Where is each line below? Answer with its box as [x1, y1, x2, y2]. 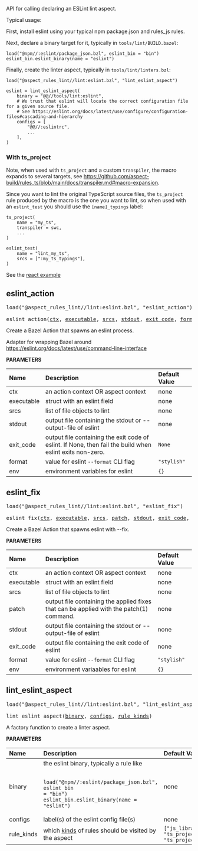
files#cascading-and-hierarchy [6, 114, 83, 120]
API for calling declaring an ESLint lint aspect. [6, 5, 117, 12]
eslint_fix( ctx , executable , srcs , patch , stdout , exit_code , [6, 515, 190, 521]
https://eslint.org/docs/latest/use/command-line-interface [6, 345, 147, 352]
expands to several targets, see [6, 173, 82, 180]
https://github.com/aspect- [83, 173, 149, 180]
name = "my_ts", [16, 220, 57, 226]
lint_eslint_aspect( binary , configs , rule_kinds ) [6, 712, 153, 719]
